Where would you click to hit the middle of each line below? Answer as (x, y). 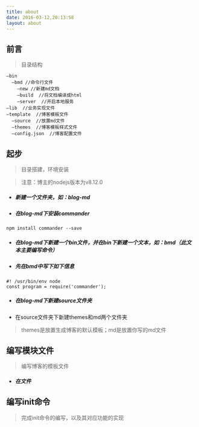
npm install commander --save (44, 229)
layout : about (24, 23)
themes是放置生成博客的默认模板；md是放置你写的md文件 (94, 330)
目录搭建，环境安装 (45, 169)
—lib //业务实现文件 (31, 108)
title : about (23, 12)
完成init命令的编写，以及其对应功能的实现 (72, 417)
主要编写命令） (39, 250)
